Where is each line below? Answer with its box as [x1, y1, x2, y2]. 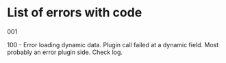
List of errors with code [7, 5, 142, 21]
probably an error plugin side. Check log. [7, 48, 123, 56]
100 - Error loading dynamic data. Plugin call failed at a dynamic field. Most [7, 40, 219, 49]
